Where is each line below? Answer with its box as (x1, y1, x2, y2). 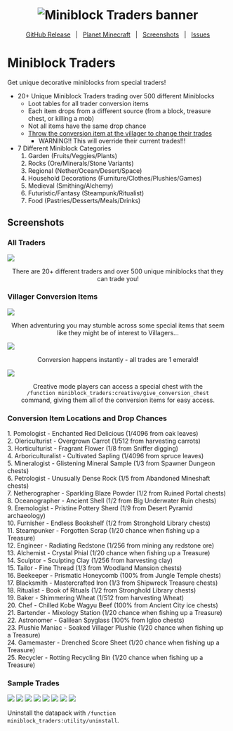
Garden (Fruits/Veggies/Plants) (27, 151, 118, 160)
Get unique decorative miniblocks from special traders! (7, 78, 166, 86)
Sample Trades (7, 678, 60, 688)
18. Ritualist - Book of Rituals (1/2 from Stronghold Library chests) (7, 586, 197, 595)
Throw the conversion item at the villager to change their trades (27, 129, 213, 137)
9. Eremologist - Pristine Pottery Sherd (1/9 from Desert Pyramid (7, 504, 193, 512)
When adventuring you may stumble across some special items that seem (11, 321, 225, 330)
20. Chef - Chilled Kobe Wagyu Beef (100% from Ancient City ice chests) (7, 601, 219, 609)
